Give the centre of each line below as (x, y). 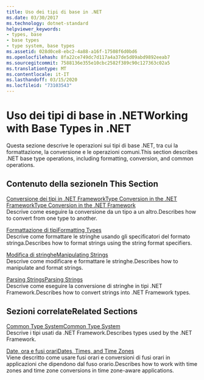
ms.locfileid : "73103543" (39, 86)
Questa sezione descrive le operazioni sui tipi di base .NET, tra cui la (92, 145)
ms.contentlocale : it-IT (38, 74)
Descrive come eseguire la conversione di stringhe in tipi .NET (84, 286)
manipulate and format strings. (45, 267)
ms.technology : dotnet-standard (47, 23)
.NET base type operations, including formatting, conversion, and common (100, 158)
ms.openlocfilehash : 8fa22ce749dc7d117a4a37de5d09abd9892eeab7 (88, 57)
